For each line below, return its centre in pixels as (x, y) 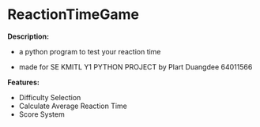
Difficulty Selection (50, 97)
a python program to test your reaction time (90, 51)
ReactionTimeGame (73, 15)
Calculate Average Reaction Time (73, 106)
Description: (28, 36)
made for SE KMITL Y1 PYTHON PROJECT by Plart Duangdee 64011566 (136, 67)
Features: (24, 82)
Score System (41, 114)
